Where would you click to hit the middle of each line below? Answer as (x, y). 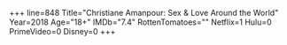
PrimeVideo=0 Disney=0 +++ (62, 31)
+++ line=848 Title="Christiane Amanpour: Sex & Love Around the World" (144, 13)
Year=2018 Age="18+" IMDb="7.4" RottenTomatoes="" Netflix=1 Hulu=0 (140, 22)
